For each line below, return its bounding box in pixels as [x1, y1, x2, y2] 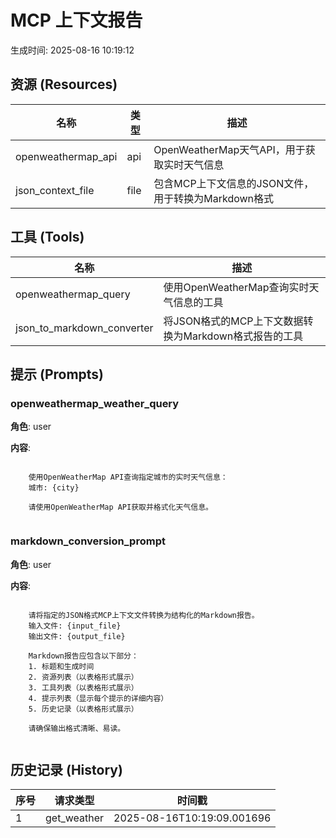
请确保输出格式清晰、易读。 [28, 723, 126, 733]
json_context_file [15, 183, 95, 197]
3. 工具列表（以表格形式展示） [28, 682, 139, 693]
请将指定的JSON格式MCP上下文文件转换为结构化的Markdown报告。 [28, 610, 260, 620]
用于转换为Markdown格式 [153, 191, 275, 205]
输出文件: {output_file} [28, 631, 126, 641]
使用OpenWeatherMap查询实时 [163, 280, 310, 294]
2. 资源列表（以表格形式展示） [28, 672, 139, 682]
